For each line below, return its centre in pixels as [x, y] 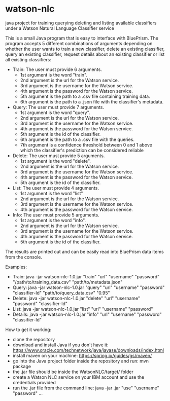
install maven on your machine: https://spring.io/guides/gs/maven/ [82, 355]
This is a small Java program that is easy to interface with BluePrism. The [82, 38]
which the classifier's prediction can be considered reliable [82, 150]
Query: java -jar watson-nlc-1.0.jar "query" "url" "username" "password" [89, 287]
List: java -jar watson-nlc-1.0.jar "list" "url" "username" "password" [83, 309]
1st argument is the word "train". [54, 75]
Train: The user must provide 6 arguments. [57, 69]
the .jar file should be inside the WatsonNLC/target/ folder [73, 372]
